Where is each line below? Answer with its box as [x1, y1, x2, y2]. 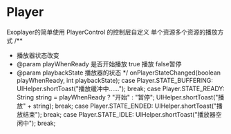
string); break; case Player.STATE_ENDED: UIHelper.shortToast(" [33, 102, 217, 110]
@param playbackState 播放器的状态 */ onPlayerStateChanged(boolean [16, 68, 221, 77]
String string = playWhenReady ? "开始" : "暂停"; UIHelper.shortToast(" [16, 93, 219, 101]
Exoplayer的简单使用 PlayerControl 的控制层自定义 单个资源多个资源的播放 [6, 28, 218, 36]
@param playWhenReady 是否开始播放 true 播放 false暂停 [16, 59, 182, 68]
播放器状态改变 [16, 51, 59, 59]
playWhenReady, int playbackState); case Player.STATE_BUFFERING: [16, 76, 214, 84]
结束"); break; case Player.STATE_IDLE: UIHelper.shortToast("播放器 [22, 110, 216, 118]
